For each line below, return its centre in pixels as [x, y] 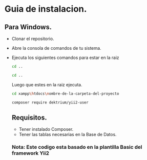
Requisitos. [29, 117]
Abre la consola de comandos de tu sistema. [56, 48]
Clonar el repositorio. [33, 39]
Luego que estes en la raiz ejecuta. [47, 84]
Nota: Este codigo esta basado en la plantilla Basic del [77, 147]
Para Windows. [28, 27]
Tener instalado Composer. [46, 129]
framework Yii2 [30, 153]
